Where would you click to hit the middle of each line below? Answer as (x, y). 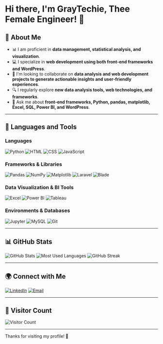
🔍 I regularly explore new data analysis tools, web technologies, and (82, 90)
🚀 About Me (23, 37)
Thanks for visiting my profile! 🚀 (37, 336)
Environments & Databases (38, 210)
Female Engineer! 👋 (45, 19)
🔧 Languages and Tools (41, 127)
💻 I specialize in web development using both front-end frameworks (82, 62)
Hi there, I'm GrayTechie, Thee (67, 9)
